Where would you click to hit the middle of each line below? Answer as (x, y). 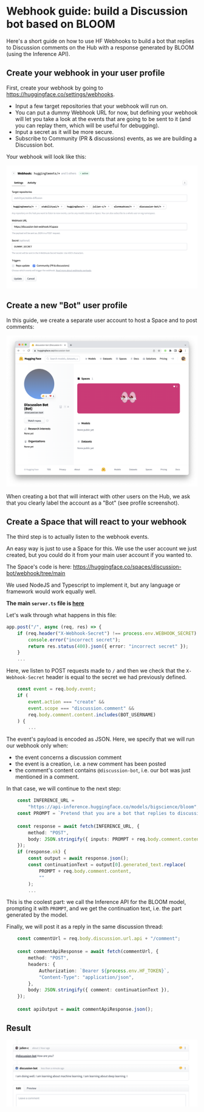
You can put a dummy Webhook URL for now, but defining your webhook (106, 112)
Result (19, 1028)
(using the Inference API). (38, 54)
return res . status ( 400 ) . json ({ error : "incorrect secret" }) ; (108, 646)
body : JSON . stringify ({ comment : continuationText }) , (99, 990)
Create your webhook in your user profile (86, 73)
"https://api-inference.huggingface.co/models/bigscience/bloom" (113, 807)
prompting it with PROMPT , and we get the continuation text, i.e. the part (94, 909)
